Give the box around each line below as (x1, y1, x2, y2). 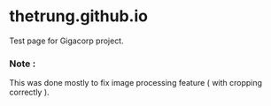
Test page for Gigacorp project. (9, 35, 124, 46)
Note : (9, 57, 36, 70)
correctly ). (9, 87, 50, 98)
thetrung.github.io (9, 6, 149, 26)
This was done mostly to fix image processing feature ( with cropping (9, 78, 263, 88)
